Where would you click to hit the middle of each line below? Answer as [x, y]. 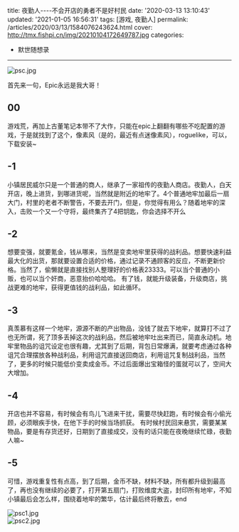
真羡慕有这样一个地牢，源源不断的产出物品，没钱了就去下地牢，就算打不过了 [119, 329]
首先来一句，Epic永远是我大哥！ [54, 85]
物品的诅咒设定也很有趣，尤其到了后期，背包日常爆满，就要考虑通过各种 [126, 346]
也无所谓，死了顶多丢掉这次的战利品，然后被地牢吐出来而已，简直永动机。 [116, 337]
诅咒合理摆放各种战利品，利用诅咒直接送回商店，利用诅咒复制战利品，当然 [116, 355]
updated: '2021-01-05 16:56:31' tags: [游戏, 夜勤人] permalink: [98, 19]
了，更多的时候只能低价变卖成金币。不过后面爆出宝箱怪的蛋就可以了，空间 [116, 364]
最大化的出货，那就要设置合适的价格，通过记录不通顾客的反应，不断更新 [113, 261]
